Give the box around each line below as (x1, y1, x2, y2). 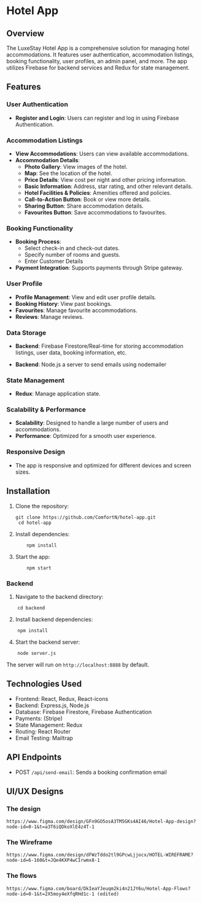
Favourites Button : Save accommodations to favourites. (24, 208, 167, 216)
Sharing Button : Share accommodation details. (24, 202, 144, 209)
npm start (26, 565, 52, 571)
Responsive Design (6, 448, 66, 456)
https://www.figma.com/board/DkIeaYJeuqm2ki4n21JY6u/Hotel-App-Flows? (6, 885, 191, 891)
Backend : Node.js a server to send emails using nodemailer (15, 361, 167, 368)
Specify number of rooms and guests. (24, 251, 121, 259)
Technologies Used (6, 679, 82, 689)
